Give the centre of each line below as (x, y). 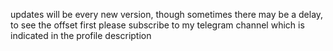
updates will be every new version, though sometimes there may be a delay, (167, 14)
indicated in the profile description (81, 35)
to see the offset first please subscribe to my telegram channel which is (157, 25)
